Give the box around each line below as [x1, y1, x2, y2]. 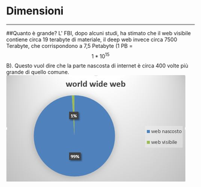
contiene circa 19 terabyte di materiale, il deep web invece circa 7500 [6, 36, 178, 43]
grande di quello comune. [6, 68, 70, 75]
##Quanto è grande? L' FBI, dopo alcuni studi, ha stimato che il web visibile [6, 29, 191, 36]
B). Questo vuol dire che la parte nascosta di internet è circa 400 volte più [6, 62, 188, 69]
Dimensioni [6, 4, 64, 18]
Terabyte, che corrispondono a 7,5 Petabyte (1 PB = [6, 42, 133, 49]
